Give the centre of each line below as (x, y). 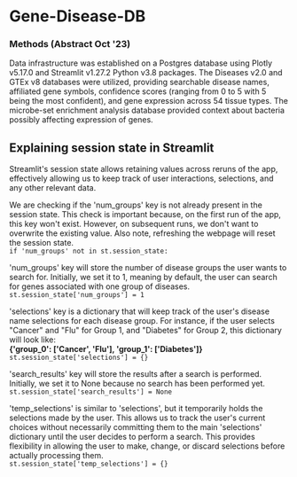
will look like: (32, 340)
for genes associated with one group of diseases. (100, 286)
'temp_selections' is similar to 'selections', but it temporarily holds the (136, 409)
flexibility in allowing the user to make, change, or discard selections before (147, 446)
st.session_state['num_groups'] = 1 (77, 295)
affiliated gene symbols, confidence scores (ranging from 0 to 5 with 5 (138, 91)
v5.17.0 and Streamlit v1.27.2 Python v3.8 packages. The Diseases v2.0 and (146, 73)
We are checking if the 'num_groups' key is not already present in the (136, 205)
